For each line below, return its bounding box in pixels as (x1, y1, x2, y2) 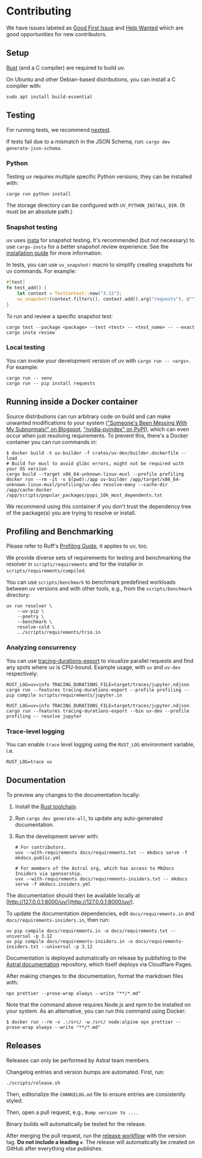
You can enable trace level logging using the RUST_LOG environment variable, (6, 741, 195, 748)
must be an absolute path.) (6, 208, 73, 215)
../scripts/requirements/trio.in (17, 630, 101, 636)
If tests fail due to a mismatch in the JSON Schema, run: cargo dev (6, 137, 171, 145)
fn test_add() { (6, 285, 47, 291)
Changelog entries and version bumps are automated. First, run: (6, 1068, 165, 1075)
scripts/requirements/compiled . (6, 567, 86, 574)
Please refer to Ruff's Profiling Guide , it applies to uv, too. (6, 542, 148, 549)
